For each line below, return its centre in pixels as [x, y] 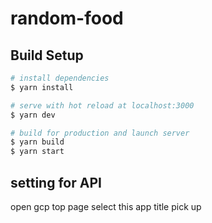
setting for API [56, 182]
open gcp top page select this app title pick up [106, 206]
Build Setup [47, 55]
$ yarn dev [33, 115]
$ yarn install [42, 87]
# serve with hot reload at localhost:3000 [102, 105]
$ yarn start [37, 152]
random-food [67, 18]
